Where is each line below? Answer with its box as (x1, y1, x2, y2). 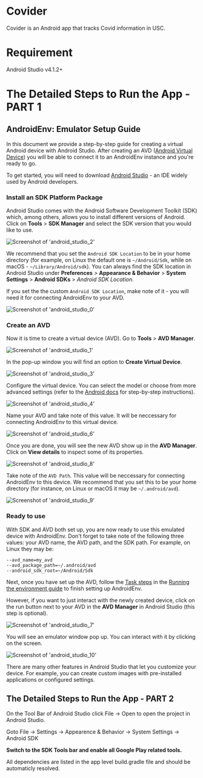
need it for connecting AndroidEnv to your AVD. (6, 294, 125, 302)
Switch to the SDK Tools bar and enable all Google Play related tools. (6, 746, 182, 754)
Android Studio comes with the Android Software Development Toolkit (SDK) (6, 207, 198, 214)
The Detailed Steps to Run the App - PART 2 (6, 693, 175, 704)
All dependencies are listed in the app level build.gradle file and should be (6, 758, 191, 765)
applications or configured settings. (6, 676, 95, 683)
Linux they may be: (6, 545, 54, 552)
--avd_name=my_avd (6, 557, 53, 563)
